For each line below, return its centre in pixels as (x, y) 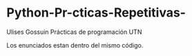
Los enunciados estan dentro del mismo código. (75, 45)
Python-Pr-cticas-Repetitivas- (96, 13)
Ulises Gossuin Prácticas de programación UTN (74, 32)
